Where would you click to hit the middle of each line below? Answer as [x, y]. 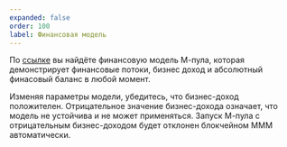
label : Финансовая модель [58, 34]
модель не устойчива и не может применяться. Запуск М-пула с [134, 116]
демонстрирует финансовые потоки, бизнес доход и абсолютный [136, 69]
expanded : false [40, 18]
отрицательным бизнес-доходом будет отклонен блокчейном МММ [141, 125]
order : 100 [30, 26]
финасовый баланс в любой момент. [80, 79]
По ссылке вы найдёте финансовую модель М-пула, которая [127, 60]
